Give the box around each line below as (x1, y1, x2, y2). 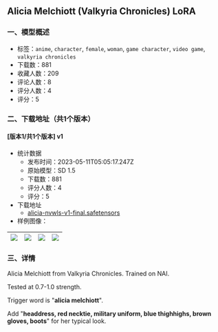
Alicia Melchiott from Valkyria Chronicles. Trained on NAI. (7, 269, 170, 278)
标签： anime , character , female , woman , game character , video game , (17, 44, 206, 52)
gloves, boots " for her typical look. (7, 317, 107, 325)
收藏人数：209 (17, 69, 59, 77)
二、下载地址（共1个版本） (7, 114, 95, 124)
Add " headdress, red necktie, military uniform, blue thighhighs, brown (7, 310, 212, 318)
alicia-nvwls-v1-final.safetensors (27, 208, 120, 217)
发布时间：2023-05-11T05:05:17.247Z (27, 157, 134, 166)
